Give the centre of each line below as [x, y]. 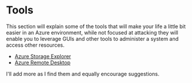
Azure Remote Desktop [42, 63]
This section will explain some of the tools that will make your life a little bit [96, 26]
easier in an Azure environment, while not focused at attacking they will [92, 32]
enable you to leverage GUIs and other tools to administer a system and [92, 39]
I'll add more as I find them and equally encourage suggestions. [83, 74]
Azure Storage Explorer [43, 56]
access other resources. [35, 45]
